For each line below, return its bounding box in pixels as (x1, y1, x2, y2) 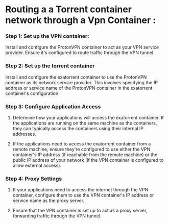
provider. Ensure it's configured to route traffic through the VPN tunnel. (5, 49, 155, 56)
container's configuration (5, 90, 59, 96)
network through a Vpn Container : (5, 14, 156, 26)
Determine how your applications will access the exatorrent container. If (12, 115, 164, 121)
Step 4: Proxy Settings (5, 175, 62, 182)
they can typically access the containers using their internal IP (12, 126, 144, 132)
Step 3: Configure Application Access (5, 103, 101, 110)
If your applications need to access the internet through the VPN (12, 187, 149, 193)
